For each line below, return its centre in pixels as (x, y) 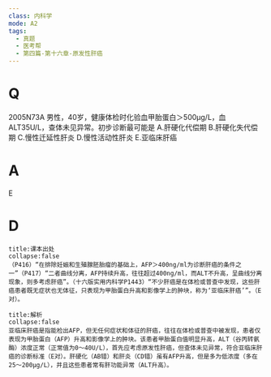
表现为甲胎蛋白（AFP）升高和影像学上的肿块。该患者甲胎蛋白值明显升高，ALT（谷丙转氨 (134, 339)
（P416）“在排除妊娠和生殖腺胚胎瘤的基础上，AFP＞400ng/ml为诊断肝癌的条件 (122, 264)
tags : (17, 31)
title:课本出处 (32, 249)
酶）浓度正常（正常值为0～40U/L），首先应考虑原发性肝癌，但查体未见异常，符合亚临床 (133, 348)
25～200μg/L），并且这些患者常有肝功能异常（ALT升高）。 (90, 365)
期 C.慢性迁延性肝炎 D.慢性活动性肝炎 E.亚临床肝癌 (93, 137)
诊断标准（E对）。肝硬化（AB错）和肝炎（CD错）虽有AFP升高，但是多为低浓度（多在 (139, 356)
